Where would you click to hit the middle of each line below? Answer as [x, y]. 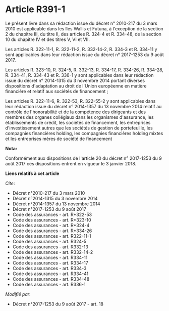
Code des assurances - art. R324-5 [49, 241]
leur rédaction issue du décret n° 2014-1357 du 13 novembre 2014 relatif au [83, 106]
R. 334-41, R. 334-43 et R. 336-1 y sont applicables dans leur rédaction [79, 75]
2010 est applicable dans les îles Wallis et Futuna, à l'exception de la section [84, 28]
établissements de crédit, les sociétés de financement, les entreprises [78, 122]
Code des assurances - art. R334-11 [50, 257]
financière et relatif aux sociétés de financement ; [57, 91]
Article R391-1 [35, 9]
